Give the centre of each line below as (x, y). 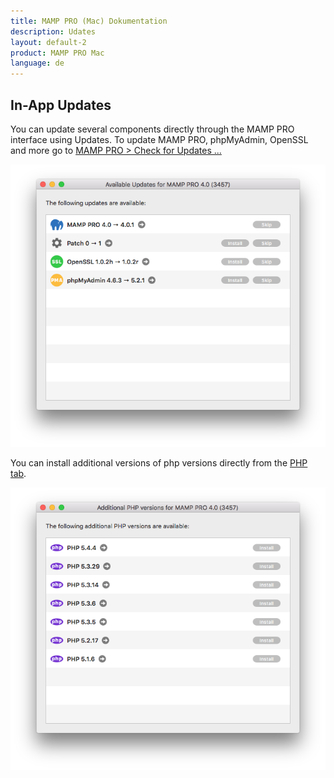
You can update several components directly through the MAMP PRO (152, 129)
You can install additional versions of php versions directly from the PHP (159, 463)
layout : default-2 (48, 42)
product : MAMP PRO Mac (57, 53)
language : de (37, 63)
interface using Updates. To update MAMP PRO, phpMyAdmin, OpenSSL (159, 139)
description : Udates (53, 31)
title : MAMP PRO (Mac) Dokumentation (89, 21)
